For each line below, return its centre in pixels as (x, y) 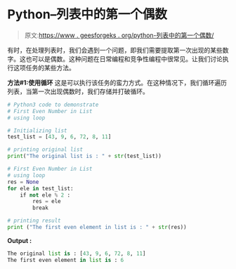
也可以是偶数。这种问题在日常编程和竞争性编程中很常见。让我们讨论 (124, 59)
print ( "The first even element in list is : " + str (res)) (97, 228)
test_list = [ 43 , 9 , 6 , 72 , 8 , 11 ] (59, 137)
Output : (20, 240)
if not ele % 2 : (45, 195)
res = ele (47, 202)
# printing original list (45, 150)
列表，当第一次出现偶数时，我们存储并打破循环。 (78, 91)
